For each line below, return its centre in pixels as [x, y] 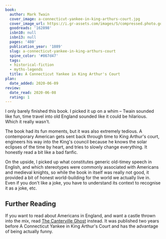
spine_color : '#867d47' [34, 56]
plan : [11, 79]
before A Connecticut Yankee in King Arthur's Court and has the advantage [82, 226]
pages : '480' [23, 42]
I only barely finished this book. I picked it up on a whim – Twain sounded [80, 111]
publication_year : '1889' [36, 47]
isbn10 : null [23, 33]
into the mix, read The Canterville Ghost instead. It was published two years [82, 221]
